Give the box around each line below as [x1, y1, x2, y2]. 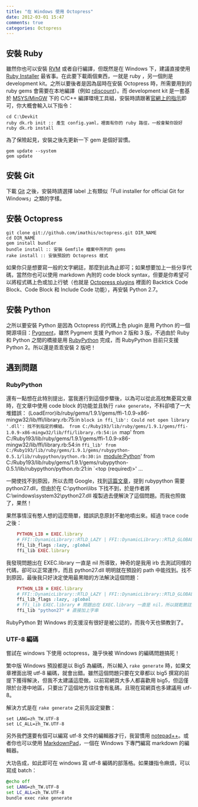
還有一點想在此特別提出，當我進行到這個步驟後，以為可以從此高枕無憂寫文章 [6, 395, 192, 402]
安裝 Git [6, 170, 35, 181]
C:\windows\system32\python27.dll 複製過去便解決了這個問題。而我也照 [6, 492, 181, 499]
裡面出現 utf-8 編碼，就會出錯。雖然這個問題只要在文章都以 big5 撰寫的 [11, 670, 184, 677]
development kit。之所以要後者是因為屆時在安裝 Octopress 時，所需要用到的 [6, 80, 192, 87]
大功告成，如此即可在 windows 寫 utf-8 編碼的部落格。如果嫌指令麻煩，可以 [6, 759, 190, 767]
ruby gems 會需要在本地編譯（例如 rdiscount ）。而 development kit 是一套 [6, 87, 185, 94]
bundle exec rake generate [6, 795, 72, 801]
